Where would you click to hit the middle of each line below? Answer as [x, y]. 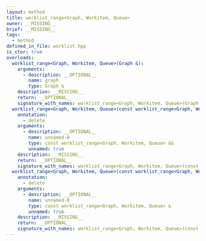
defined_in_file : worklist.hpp [46, 47]
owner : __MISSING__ [31, 23]
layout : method [26, 12]
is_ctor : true [25, 52]
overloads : [20, 58]
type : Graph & [46, 86]
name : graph [44, 80]
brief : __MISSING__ [31, 29]
